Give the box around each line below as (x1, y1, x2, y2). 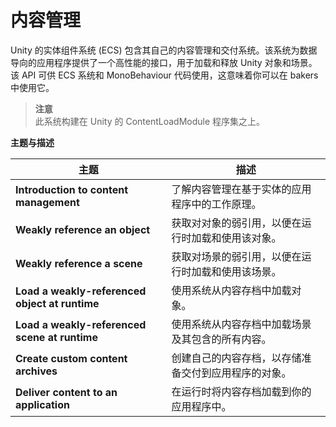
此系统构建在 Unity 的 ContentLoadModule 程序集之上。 (34, 115, 266, 127)
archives (15, 364, 58, 378)
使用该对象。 (221, 231, 282, 245)
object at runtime (15, 296, 100, 310)
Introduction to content (15, 182, 129, 196)
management (15, 195, 80, 209)
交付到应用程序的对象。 (181, 366, 292, 380)
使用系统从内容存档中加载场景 (171, 317, 312, 331)
